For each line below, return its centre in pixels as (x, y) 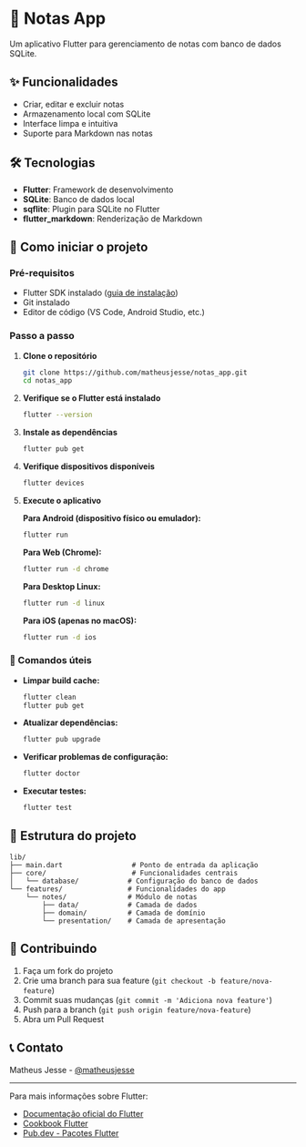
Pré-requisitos (42, 272)
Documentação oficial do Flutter (83, 1113)
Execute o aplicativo (62, 500)
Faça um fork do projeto (68, 970)
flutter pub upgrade (61, 740)
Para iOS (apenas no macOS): (80, 620)
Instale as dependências (70, 433)
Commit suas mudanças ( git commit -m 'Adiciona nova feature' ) (148, 999)
